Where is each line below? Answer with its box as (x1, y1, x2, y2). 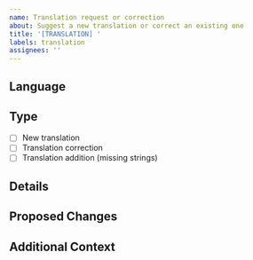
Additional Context (9, 239, 115, 254)
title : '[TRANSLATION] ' (9, 29, 101, 38)
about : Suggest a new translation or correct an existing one (9, 21, 244, 30)
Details (9, 178, 49, 193)
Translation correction (21, 143, 104, 154)
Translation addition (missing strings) (21, 153, 158, 163)
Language (9, 79, 67, 94)
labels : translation (9, 37, 86, 47)
